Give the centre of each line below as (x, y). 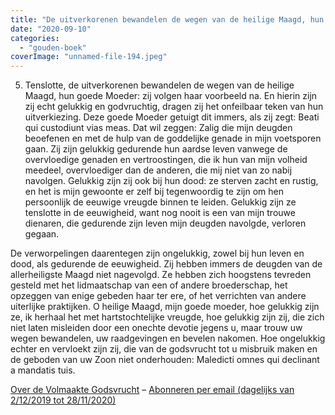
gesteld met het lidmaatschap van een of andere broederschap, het (149, 285)
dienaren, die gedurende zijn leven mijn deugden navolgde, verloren (165, 223)
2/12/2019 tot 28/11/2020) (63, 400)
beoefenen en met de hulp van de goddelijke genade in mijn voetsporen (173, 138)
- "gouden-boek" (53, 47)
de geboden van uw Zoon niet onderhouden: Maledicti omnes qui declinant (165, 360)
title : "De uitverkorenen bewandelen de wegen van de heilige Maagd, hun (167, 19)
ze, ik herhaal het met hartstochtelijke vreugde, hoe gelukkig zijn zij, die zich (167, 317)
